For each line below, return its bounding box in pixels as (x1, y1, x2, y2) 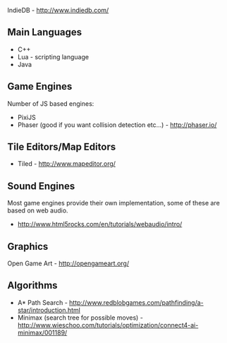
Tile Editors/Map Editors (7, 141, 116, 153)
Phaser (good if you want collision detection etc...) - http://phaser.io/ (17, 120, 217, 129)
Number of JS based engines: (7, 99, 94, 108)
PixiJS (17, 113, 37, 121)
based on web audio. (7, 206, 68, 215)
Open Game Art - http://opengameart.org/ (7, 259, 129, 267)
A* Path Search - (17, 298, 68, 306)
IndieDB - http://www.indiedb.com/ (7, 6, 109, 14)
